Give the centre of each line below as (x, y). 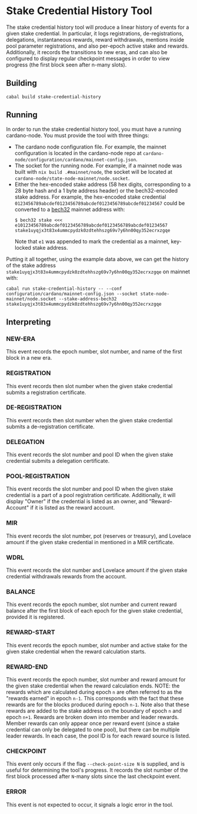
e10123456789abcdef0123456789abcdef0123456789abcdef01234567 (91, 225)
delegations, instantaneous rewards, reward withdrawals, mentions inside (95, 39)
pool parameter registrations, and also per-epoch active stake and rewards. (98, 46)
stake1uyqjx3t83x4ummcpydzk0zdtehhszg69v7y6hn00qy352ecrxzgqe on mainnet (98, 272)
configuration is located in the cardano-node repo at (78, 153)
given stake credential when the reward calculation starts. (76, 651)
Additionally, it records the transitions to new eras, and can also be (87, 52)
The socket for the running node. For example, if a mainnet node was (98, 166)
